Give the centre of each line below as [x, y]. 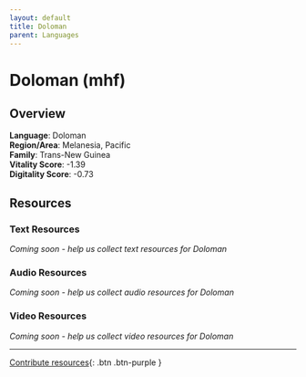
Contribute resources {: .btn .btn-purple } [86, 362]
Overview [38, 114]
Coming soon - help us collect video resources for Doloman [122, 336]
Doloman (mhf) [67, 80]
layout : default [40, 18]
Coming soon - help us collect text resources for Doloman [118, 249]
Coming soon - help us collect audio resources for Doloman [122, 292]
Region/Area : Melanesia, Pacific [70, 145]
